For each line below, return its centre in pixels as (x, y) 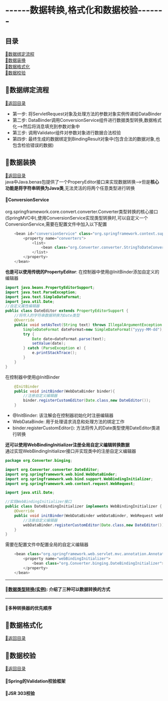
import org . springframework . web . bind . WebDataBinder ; (61, 474)
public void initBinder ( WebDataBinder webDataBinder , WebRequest (84, 515)
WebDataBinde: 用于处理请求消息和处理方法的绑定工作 (68, 422)
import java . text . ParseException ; (41, 292)
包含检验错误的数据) (33, 145)
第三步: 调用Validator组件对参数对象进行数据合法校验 (66, 132)
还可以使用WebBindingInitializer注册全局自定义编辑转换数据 (67, 445)
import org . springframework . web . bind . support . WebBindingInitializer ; (79, 479)
